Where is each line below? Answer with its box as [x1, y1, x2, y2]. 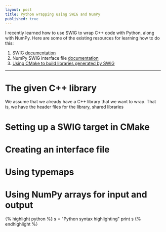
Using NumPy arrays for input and [5, 189, 147, 200]
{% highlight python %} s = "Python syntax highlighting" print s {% [5, 216, 141, 222]
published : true [5, 16, 39, 21]
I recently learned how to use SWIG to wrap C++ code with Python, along [5, 30, 155, 36]
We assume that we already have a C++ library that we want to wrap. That [5, 99, 157, 105]
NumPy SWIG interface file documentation [12, 55, 99, 61]
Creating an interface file [5, 144, 110, 155]
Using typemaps [5, 166, 74, 178]
